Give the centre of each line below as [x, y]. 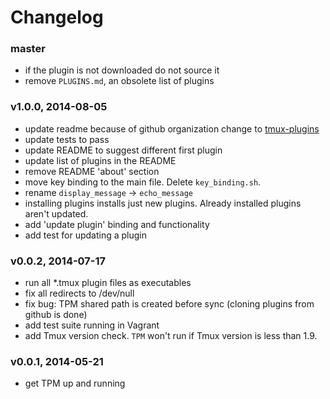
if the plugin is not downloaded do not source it [122, 70]
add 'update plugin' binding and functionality [117, 224]
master [28, 49]
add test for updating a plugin [85, 235]
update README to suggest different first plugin [123, 150]
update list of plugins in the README [100, 160]
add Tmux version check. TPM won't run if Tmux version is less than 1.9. [171, 336]
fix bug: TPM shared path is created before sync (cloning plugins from [169, 304]
